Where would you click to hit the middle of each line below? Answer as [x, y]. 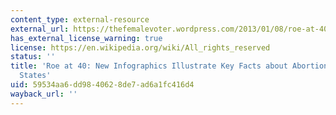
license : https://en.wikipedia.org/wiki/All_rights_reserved [140, 47]
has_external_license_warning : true [86, 38]
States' [35, 76]
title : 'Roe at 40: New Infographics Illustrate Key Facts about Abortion [169, 66]
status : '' [33, 57]
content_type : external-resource [80, 19]
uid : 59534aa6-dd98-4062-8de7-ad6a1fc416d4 [102, 85]
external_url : [40, 29]
